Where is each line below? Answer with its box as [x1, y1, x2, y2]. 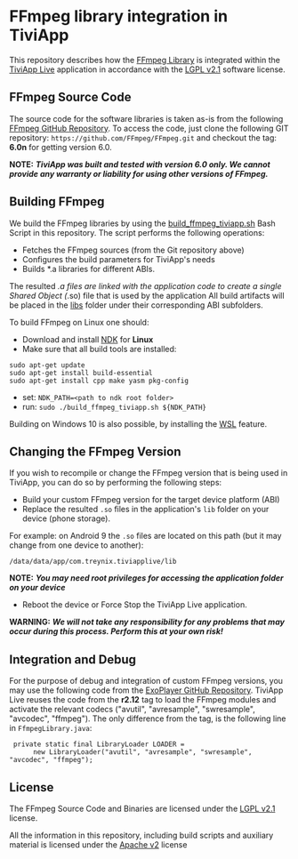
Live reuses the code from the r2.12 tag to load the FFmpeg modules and [9, 694, 277, 705]
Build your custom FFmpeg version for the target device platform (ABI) [21, 494, 280, 505]
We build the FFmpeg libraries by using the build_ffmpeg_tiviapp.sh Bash [9, 218, 276, 229]
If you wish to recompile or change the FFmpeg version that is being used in [9, 468, 288, 478]
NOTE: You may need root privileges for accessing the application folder [9, 573, 284, 583]
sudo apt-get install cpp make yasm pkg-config [9, 376, 189, 385]
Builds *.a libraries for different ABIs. [21, 263, 156, 274]
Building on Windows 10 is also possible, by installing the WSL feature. [9, 418, 268, 429]
